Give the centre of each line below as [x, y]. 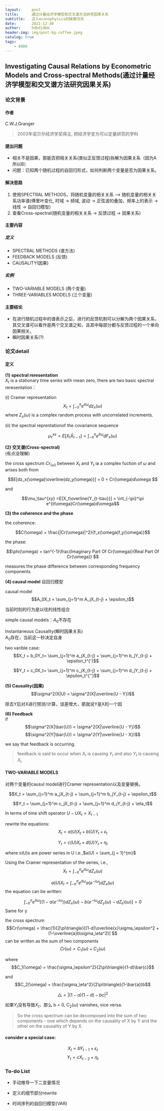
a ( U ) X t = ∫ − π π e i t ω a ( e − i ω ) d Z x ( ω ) [83, 883]
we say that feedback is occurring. [40, 744]
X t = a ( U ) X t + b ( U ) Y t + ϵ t [83, 832]
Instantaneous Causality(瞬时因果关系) [44, 631]
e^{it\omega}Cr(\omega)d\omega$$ [83, 503]
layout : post [23, 10]
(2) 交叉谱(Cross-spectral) [33, 447]
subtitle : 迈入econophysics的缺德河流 [45, 19]
